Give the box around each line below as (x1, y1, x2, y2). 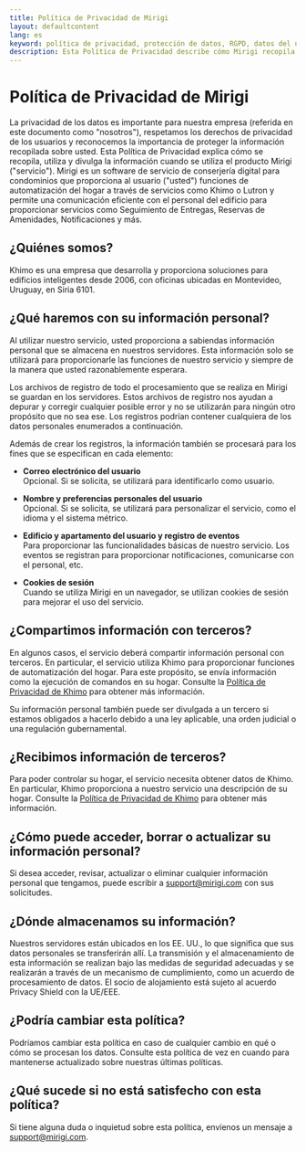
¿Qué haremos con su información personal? (9, 311, 270, 326)
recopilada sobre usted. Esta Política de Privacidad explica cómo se (9, 146, 264, 157)
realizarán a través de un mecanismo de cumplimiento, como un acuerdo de (9, 966, 295, 977)
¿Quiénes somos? (9, 240, 114, 256)
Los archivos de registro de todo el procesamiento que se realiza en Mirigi (9, 381, 289, 393)
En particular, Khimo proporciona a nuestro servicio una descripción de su (9, 783, 289, 795)
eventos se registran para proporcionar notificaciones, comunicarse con (22, 549, 294, 560)
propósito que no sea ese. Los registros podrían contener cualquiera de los (9, 410, 291, 421)
